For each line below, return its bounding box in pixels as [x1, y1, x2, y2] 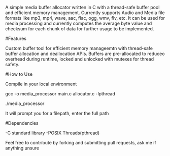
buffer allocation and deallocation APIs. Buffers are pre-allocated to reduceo [5, 50, 165, 57]
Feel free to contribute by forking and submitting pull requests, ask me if [5, 140, 156, 145]
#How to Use [5, 71, 33, 77]
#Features [5, 35, 27, 41]
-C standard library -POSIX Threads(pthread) [5, 130, 100, 136]
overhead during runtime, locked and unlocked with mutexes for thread [5, 56, 154, 62]
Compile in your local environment [5, 81, 77, 87]
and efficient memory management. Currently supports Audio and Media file [5, 10, 165, 16]
